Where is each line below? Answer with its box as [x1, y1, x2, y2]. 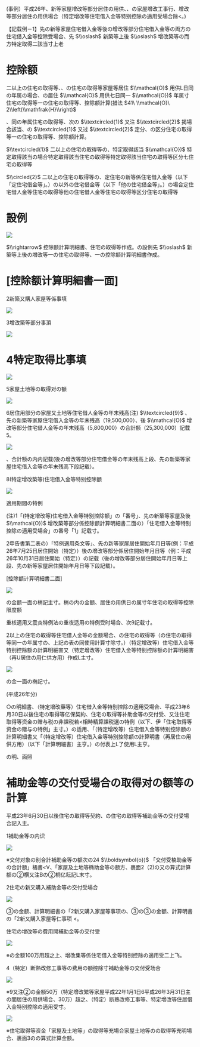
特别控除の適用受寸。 [16, 1003, 69, 1010]
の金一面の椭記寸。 [6, 678, 54, 685]
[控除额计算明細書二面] [6, 575, 62, 582]
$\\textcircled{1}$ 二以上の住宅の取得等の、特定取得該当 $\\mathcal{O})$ [6, 146, 186, 153]
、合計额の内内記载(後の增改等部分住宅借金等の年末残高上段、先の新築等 [6, 455, 186, 463]
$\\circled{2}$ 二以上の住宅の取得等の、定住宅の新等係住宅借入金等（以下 [6, 173, 189, 180]
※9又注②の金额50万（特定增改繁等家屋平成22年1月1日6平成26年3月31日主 [6, 988, 191, 995]
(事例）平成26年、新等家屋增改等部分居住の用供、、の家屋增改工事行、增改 [6, 5, 189, 12]
